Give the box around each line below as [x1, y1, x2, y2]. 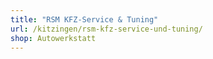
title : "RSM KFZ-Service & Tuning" [10, 14, 159, 25]
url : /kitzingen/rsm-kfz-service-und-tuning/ [10, 24, 203, 34]
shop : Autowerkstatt [10, 33, 97, 43]
